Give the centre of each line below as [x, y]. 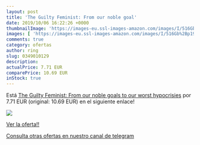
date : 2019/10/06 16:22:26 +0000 [48, 23]
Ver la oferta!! [23, 124]
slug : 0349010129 [28, 56]
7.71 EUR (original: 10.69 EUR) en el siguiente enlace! [71, 101]
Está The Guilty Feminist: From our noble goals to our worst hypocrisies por [99, 95]
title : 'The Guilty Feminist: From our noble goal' [71, 17]
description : [22, 61]
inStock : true [24, 78]
